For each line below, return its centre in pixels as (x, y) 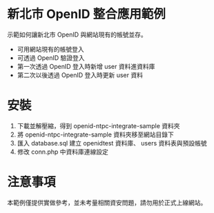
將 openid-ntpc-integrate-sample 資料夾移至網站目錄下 (96, 134)
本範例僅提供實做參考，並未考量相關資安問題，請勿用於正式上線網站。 (107, 202)
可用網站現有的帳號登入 (50, 49)
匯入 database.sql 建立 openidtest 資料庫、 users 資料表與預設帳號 (112, 143)
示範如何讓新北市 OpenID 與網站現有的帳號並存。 (77, 34)
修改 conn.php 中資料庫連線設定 (63, 152)
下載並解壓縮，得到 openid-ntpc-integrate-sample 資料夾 (99, 125)
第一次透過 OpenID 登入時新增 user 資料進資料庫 (86, 66)
